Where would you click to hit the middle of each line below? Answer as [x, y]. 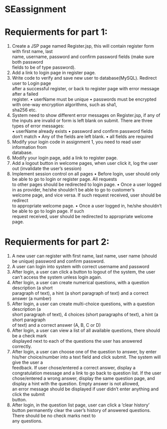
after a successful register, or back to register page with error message [86, 89]
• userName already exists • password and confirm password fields [82, 131]
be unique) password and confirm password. [58, 261]
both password [28, 62]
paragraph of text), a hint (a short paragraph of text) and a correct [80, 293]
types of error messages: [38, 126]
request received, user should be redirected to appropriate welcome [82, 217]
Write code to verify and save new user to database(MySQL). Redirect [84, 78]
